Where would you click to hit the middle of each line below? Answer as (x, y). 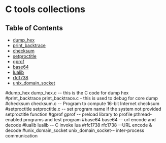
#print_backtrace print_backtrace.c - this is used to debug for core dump (82, 98)
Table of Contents (34, 28)
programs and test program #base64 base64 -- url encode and (89, 120)
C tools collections (45, 9)
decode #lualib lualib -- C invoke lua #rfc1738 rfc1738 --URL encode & (79, 125)
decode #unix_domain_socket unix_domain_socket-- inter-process (75, 130)
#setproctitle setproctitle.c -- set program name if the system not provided (83, 109)
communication (22, 136)
